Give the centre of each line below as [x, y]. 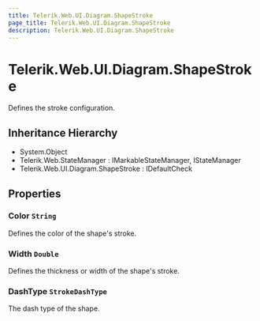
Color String [32, 216]
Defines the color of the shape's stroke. [72, 233]
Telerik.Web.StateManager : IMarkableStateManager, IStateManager [130, 160]
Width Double [33, 254]
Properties [35, 193]
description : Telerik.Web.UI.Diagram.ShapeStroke [91, 30]
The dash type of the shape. [54, 308]
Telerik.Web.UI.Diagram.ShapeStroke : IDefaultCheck [106, 169]
